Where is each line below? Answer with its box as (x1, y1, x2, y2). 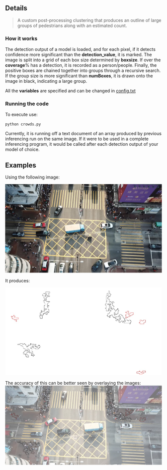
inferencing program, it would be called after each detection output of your (5, 141, 159, 147)
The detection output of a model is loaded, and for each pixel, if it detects (5, 46, 156, 52)
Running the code (5, 100, 49, 107)
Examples (5, 161, 36, 169)
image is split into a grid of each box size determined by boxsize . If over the (5, 57, 161, 63)
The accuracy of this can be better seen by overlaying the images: (5, 380, 141, 386)
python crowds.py (5, 122, 41, 127)
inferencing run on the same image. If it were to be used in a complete (5, 136, 149, 142)
